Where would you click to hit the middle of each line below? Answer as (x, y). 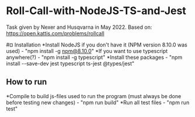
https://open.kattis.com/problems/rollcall (55, 33)
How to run (27, 82)
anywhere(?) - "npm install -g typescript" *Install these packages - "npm (94, 57)
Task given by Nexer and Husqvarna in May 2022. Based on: (79, 27)
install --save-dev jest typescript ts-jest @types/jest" (70, 63)
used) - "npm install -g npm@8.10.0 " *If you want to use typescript (87, 51)
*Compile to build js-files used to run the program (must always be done (94, 96)
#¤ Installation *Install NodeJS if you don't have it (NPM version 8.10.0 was (97, 45)
